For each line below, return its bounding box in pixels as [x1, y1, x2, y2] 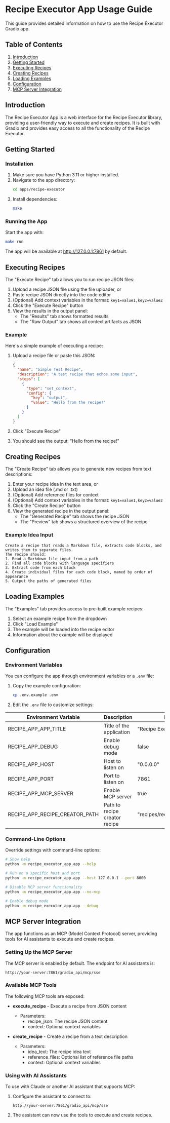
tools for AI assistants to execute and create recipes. [5, 936, 115, 942]
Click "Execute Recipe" [12, 428, 61, 434]
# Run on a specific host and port [5, 871, 80, 876]
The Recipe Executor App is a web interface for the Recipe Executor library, [5, 114, 163, 120]
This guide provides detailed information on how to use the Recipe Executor [5, 20, 163, 26]
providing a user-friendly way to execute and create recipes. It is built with [5, 120, 160, 126]
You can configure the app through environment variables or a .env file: [5, 673, 154, 679]
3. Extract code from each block [5, 565, 76, 570]
